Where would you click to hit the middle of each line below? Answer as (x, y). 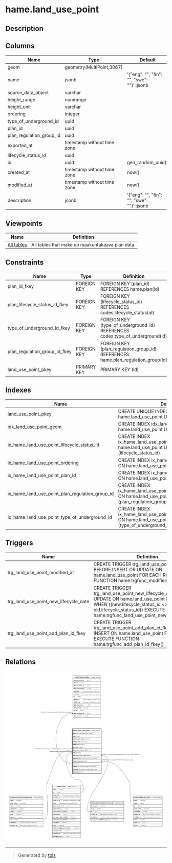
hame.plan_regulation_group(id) (134, 360)
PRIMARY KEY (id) (120, 369)
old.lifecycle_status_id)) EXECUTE (129, 610)
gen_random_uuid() (148, 162)
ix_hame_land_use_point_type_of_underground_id (60, 517)
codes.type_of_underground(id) (134, 336)
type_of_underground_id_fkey (39, 328)
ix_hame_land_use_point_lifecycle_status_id (53, 445)
